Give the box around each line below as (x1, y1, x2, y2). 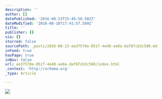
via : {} (5, 35, 21, 40)
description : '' (5, 7, 38, 12)
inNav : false (5, 57, 32, 62)
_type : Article (5, 71, 36, 76)
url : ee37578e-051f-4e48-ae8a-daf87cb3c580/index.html (5, 62, 120, 67)
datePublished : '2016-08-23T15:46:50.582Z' (5, 16, 96, 21)
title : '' (5, 25, 26, 30)
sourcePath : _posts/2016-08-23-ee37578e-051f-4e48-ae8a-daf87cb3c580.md (5, 44, 158, 49)
